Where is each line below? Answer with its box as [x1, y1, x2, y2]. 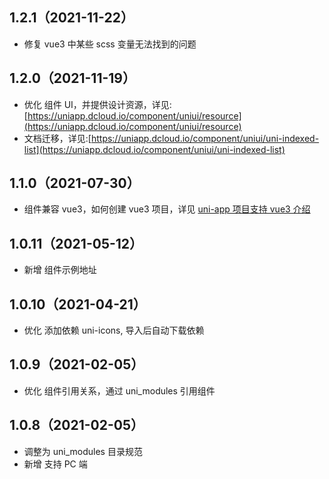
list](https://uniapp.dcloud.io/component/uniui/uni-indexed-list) [23, 143, 286, 155]
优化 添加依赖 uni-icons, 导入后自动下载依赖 [23, 324, 205, 337]
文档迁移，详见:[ [23, 132, 92, 144]
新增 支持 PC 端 [23, 458, 88, 470]
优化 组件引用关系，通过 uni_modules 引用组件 [23, 384, 216, 397]
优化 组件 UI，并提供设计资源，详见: [23, 98, 172, 110]
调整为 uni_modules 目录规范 [23, 445, 143, 457]
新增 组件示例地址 [23, 264, 97, 276]
